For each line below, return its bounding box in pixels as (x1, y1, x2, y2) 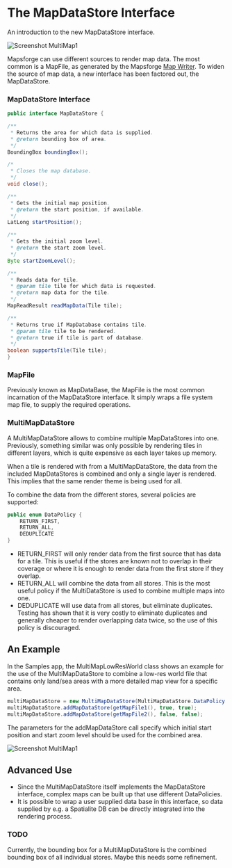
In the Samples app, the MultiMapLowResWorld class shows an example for (7, 662, 224, 670)
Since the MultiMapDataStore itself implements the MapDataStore (17, 782, 206, 791)
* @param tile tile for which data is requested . (10, 283, 157, 290)
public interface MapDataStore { (7, 110, 104, 118)
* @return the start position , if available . (10, 206, 144, 213)
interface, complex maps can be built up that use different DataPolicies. (17, 790, 222, 798)
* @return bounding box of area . (10, 136, 108, 143)
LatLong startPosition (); (7, 219, 82, 226)
